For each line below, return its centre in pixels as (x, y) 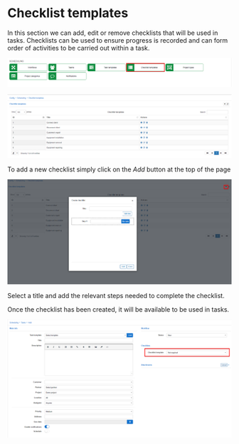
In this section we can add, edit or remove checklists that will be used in (113, 33)
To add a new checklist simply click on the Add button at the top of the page (119, 169)
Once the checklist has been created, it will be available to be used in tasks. (118, 310)
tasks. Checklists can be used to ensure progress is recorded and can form (118, 40)
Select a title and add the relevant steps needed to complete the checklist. (116, 296)
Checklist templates (68, 13)
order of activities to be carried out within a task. (79, 48)
